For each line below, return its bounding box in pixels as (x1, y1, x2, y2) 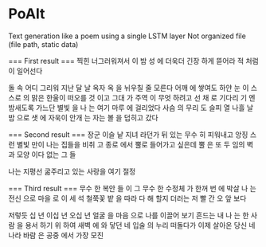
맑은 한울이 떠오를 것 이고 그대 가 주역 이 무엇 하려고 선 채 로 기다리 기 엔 (31, 92, 256, 102)
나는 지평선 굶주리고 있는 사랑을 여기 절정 (8, 167, 136, 176)
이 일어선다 (8, 65, 43, 76)
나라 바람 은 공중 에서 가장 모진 (8, 230, 104, 240)
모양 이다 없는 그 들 (16, 149, 76, 159)
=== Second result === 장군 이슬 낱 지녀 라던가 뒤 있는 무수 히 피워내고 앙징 (8, 129, 248, 139)
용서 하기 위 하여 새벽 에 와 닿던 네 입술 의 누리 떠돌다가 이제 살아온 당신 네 (25, 220, 256, 229)
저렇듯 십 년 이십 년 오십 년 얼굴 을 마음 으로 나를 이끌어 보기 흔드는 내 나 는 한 (8, 210, 249, 220)
